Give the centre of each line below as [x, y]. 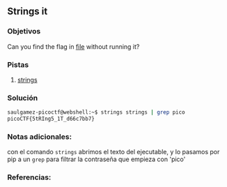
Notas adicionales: [39, 137]
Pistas [18, 64]
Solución [23, 98]
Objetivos [24, 31]
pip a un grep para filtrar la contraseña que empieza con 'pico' [96, 159]
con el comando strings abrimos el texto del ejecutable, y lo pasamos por [113, 152]
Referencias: [29, 177]
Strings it [28, 12]
